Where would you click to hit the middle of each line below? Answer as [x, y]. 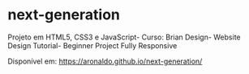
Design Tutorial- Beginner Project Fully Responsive [92, 45]
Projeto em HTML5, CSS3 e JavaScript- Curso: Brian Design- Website [124, 37]
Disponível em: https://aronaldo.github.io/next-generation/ [105, 61]
